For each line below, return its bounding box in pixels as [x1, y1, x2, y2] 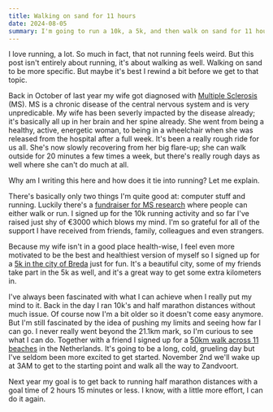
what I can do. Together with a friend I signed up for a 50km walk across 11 [8, 335, 259, 345]
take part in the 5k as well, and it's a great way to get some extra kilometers [8, 267, 262, 277]
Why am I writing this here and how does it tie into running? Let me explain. [8, 176, 260, 185]
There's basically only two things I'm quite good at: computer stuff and [8, 192, 245, 202]
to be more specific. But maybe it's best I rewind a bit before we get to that [8, 67, 259, 76]
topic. [8, 75, 28, 85]
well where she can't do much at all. [8, 160, 129, 170]
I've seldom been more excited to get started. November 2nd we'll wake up [8, 353, 260, 362]
